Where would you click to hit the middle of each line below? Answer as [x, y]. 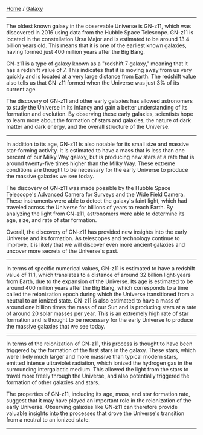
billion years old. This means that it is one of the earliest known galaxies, [97, 45]
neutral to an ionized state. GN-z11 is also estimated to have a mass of [93, 301]
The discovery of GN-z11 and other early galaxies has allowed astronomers [100, 101]
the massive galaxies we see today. [50, 176]
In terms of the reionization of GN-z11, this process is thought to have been [99, 344]
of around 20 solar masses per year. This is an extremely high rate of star [98, 313]
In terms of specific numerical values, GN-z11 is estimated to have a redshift [101, 268]
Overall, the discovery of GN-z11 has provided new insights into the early [97, 232]
